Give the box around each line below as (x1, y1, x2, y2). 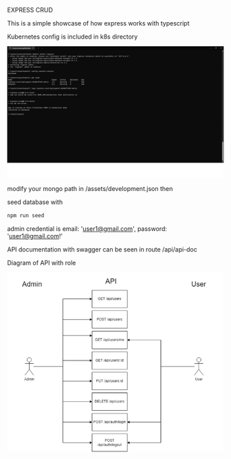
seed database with (7, 198, 63, 206)
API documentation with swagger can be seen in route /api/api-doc (7, 245, 198, 254)
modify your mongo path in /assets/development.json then (7, 185, 173, 193)
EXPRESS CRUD (7, 6, 53, 14)
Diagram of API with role (7, 258, 76, 267)
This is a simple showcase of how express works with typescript (7, 19, 190, 27)
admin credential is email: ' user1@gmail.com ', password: (7, 225, 167, 233)
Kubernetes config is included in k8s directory (7, 32, 138, 41)
